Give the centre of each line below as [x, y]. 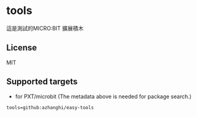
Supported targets [42, 82]
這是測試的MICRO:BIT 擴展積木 [45, 28]
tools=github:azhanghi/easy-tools [50, 107]
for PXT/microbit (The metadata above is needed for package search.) [103, 96]
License [22, 48]
